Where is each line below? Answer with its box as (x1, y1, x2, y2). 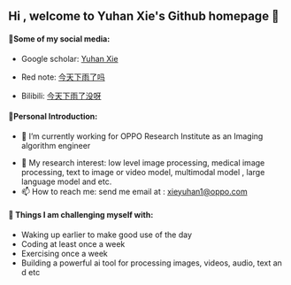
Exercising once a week (20, 249, 108, 258)
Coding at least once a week (20, 239, 126, 249)
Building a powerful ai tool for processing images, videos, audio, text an (20, 258, 282, 268)
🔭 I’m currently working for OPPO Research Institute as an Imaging (20, 130, 264, 142)
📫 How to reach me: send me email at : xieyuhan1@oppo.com (20, 186, 249, 196)
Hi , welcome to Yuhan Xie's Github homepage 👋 (8, 9, 280, 24)
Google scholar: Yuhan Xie (20, 53, 119, 64)
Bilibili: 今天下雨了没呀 (20, 90, 102, 101)
